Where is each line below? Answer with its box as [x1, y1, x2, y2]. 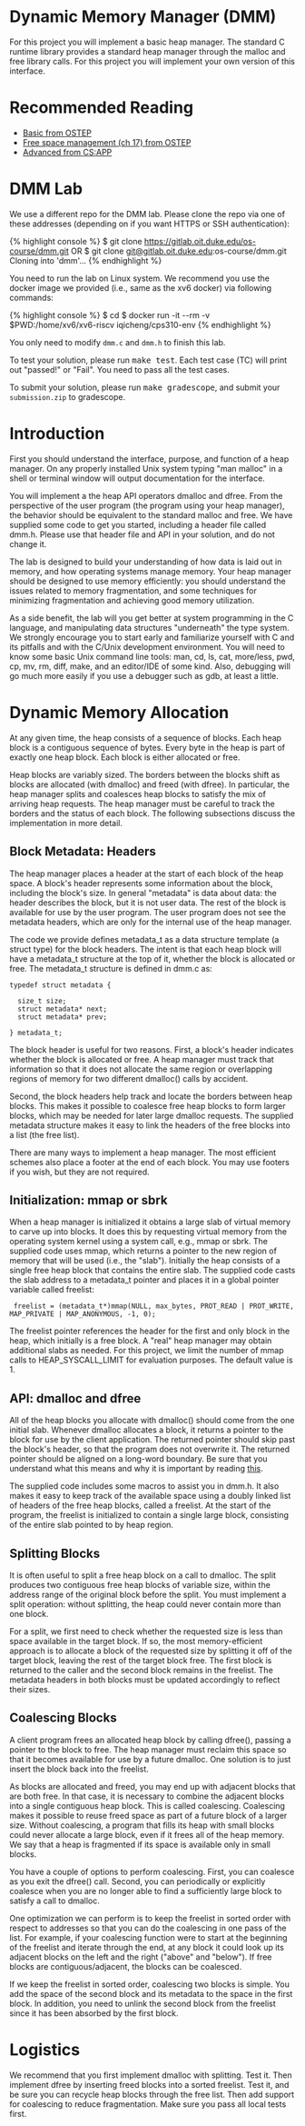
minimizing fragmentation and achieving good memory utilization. [9, 594, 255, 605]
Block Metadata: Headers [9, 843, 157, 860]
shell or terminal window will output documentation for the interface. [9, 473, 265, 484]
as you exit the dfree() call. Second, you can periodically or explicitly [9, 1875, 266, 1887]
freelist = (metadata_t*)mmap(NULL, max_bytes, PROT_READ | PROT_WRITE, [13, 1302, 295, 1311]
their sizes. [9, 1683, 51, 1694]
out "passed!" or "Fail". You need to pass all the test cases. [9, 364, 230, 374]
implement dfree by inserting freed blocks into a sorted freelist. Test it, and [9, 2079, 290, 2090]
